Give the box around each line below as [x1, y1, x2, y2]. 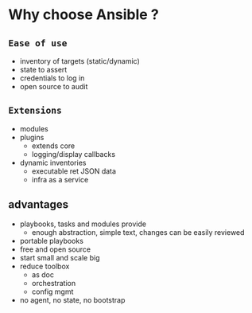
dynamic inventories [19, 158, 87, 167]
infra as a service [31, 174, 89, 184]
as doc [31, 269, 54, 280]
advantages [8, 198, 69, 212]
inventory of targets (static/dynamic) [19, 57, 141, 65]
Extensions [8, 105, 62, 116]
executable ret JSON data [31, 166, 117, 176]
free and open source [19, 245, 91, 254]
